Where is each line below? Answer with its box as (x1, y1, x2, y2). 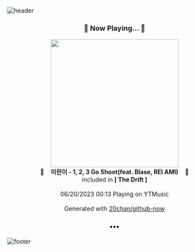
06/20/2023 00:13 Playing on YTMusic (60, 190, 169, 198)
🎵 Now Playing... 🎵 (83, 23, 146, 33)
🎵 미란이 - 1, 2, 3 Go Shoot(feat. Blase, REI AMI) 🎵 (40, 168, 190, 176)
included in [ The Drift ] (81, 176, 148, 184)
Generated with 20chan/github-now (64, 205, 165, 213)
